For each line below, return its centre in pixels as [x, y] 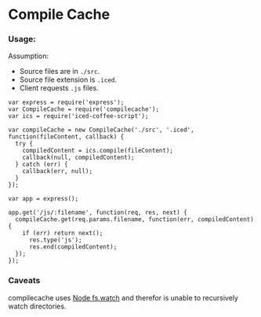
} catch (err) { [42, 164]
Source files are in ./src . [60, 72]
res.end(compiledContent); [73, 247]
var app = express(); [43, 199]
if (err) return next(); [63, 234]
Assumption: [29, 56]
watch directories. [37, 306]
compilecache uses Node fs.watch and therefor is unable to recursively [123, 297]
